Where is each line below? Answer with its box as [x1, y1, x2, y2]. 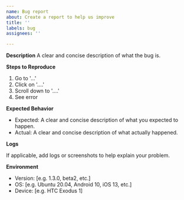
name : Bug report [6, 8, 49, 15]
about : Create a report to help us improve [6, 14, 115, 20]
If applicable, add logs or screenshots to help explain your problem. [6, 152, 170, 159]
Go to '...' [14, 75, 37, 82]
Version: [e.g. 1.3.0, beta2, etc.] [14, 175, 91, 182]
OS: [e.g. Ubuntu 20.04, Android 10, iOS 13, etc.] [14, 181, 132, 188]
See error [14, 94, 38, 101]
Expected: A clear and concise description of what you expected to [14, 116, 179, 124]
